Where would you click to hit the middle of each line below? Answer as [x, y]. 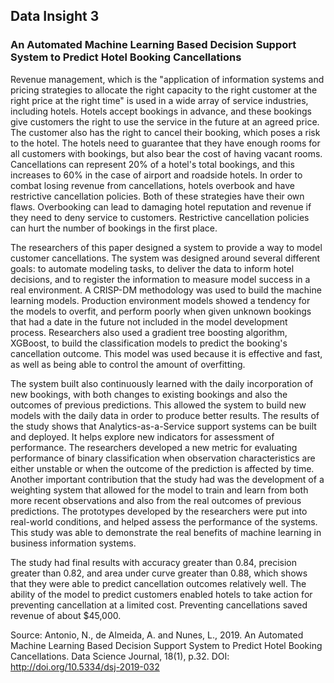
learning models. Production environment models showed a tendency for [160, 300]
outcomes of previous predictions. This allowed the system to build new [158, 405]
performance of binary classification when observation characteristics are [163, 458]
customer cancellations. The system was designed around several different [165, 258]
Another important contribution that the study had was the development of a [167, 479]
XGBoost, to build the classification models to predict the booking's [149, 343]
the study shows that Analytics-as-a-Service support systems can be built [163, 426]
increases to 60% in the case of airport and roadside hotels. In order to [156, 175]
